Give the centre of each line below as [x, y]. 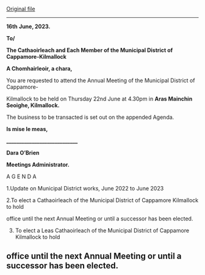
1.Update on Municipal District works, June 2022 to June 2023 [85, 188]
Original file [21, 9]
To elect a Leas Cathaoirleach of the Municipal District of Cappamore [102, 230]
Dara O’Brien [23, 153]
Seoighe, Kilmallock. [33, 105]
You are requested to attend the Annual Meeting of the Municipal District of [101, 80]
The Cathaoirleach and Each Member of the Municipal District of [90, 50]
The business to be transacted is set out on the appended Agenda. [90, 117]
